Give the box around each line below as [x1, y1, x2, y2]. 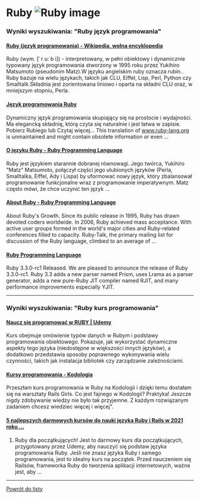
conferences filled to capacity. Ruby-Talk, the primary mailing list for [6, 231, 174, 238]
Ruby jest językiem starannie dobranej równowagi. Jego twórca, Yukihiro [6, 160, 185, 167]
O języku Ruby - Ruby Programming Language [6, 147, 123, 154]
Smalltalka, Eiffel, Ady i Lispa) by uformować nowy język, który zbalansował [6, 172, 192, 180]
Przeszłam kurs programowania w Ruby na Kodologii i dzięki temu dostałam [6, 384, 192, 391]
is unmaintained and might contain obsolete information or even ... [6, 133, 168, 140]
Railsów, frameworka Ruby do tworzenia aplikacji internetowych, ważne [14, 462, 190, 469]
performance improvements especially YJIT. [6, 283, 115, 290]
